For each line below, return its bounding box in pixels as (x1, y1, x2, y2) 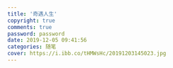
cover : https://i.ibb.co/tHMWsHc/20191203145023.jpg (7, 50, 167, 57)
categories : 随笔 (7, 43, 57, 50)
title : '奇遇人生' (7, 10, 58, 18)
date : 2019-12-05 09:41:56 (7, 37, 87, 44)
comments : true (7, 23, 52, 30)
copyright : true (7, 17, 55, 24)
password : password (7, 30, 65, 38)
